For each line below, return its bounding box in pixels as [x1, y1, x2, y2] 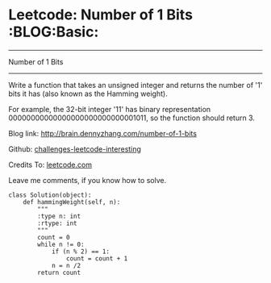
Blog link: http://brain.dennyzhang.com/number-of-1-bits [8, 128, 198, 138]
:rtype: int [37, 219, 78, 227]
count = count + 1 [65, 254, 128, 263]
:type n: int [37, 212, 81, 220]
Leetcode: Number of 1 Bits [8, 6, 194, 24]
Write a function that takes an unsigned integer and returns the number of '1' [8, 80, 263, 89]
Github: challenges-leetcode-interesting [8, 144, 141, 154]
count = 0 [37, 233, 70, 241]
